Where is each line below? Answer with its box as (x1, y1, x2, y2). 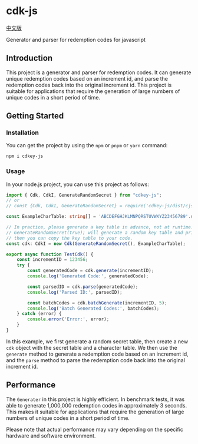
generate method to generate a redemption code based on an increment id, (6, 350, 189, 357)
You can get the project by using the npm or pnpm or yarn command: (6, 142, 168, 149)
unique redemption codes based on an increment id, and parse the (6, 75, 168, 82)
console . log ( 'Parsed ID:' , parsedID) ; (27, 289, 123, 295)
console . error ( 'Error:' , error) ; (27, 316, 110, 322)
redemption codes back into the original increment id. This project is (6, 81, 172, 88)
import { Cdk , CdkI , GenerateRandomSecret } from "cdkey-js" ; (6, 192, 162, 198)
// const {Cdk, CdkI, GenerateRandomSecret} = (6, 203, 123, 209)
